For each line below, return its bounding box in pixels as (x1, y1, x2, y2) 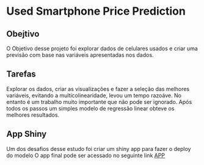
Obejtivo (6, 29, 40, 39)
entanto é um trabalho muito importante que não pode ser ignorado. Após (6, 98, 192, 105)
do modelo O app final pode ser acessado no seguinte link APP (6, 152, 166, 159)
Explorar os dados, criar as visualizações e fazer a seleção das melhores (6, 85, 190, 92)
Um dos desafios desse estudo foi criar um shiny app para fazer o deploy (6, 145, 191, 152)
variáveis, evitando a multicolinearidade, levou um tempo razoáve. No (6, 92, 182, 99)
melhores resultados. (6, 111, 60, 119)
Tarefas (6, 69, 37, 79)
